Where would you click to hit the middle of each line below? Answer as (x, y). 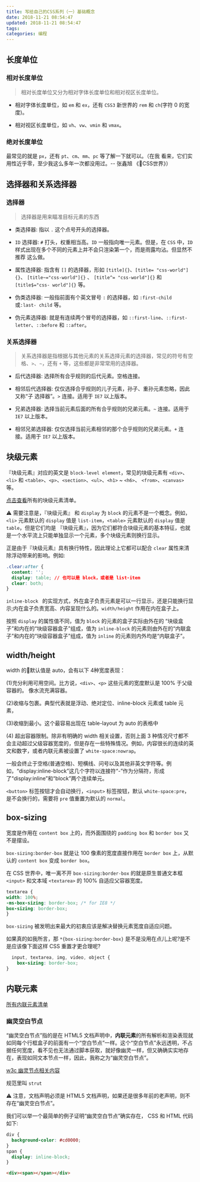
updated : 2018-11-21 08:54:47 (44, 23)
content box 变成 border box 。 (55, 860)
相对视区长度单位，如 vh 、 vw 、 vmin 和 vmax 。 (70, 125)
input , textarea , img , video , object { (61, 958)
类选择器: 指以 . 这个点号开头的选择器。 (63, 229)
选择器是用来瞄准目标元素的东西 (60, 217)
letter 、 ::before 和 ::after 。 (52, 325)
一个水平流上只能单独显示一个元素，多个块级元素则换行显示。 (87, 535)
